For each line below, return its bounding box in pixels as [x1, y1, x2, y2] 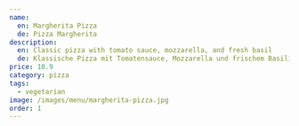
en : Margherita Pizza [17, 21, 98, 30]
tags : [9, 79, 29, 88]
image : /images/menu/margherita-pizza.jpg [9, 95, 169, 105]
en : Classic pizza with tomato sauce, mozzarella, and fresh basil [17, 46, 273, 55]
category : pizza [9, 71, 69, 80]
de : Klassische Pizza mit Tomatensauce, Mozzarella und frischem [17, 54, 265, 63]
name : [9, 12, 29, 22]
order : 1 [9, 104, 42, 113]
